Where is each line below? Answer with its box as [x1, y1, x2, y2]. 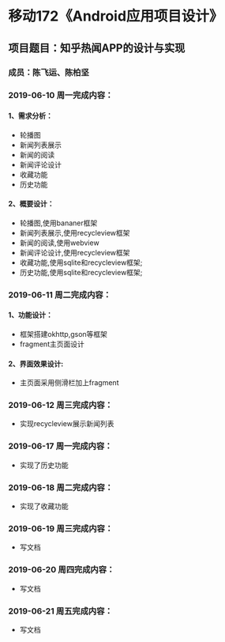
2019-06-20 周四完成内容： [8, 565, 115, 576]
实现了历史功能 [19, 460, 69, 470]
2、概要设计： [8, 199, 54, 209]
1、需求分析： [8, 111, 54, 121]
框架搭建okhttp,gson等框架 [19, 329, 108, 338]
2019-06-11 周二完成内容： [8, 289, 112, 300]
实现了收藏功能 [19, 501, 69, 511]
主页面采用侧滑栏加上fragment [19, 378, 119, 387]
